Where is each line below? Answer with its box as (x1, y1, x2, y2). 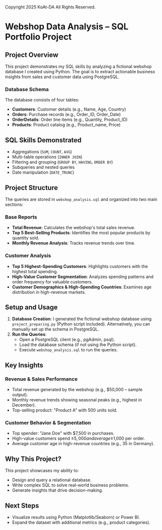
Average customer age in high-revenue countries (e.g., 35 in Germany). (12, 441, 155, 447)
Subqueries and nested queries (12, 165, 75, 170)
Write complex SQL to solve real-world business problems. (12, 482, 130, 488)
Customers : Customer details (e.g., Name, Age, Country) (12, 106, 126, 112)
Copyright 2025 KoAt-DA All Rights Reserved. (5, 4, 96, 10)
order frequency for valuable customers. (12, 279, 93, 284)
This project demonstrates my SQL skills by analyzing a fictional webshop (5, 64, 152, 69)
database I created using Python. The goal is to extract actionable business (5, 69, 155, 74)
